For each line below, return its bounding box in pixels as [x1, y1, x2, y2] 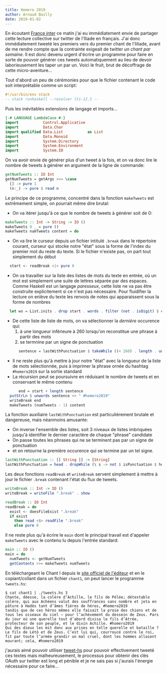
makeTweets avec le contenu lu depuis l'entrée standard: [5, 538, 118, 544]
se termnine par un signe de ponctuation [19, 339, 103, 345]
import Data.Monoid [5, 134, 68, 139]
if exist [9, 514, 28, 519]
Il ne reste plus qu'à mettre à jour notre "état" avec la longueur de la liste [12, 358, 161, 364]
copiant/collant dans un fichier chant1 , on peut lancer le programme [5, 575, 144, 581]
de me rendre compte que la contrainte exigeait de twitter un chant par [5, 46, 151, 52]
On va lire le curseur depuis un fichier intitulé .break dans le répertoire [12, 238, 157, 244]
